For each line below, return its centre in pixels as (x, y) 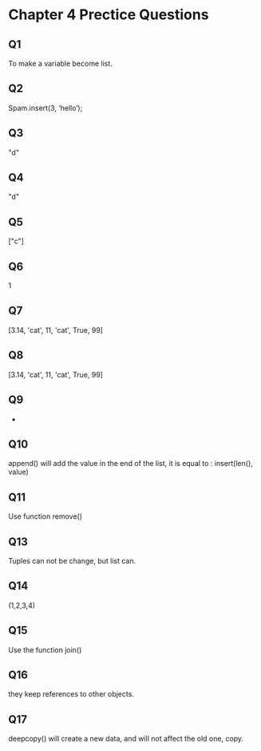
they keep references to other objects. (71, 694)
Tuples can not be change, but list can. (72, 560)
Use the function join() (45, 649)
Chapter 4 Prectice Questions (109, 15)
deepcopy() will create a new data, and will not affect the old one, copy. (126, 739)
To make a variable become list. (61, 63)
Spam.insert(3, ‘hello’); (45, 108)
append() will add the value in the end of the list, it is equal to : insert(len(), (130, 464)
